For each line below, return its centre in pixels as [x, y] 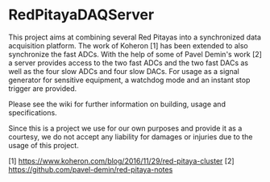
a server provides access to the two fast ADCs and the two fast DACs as [128, 63]
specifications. [33, 112]
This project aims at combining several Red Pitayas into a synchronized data [135, 37]
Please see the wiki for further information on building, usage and [117, 104]
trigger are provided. [43, 88]
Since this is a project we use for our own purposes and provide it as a [125, 128]
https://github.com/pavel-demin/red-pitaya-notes [91, 169]
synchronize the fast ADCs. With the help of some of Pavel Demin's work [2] [135, 54]
